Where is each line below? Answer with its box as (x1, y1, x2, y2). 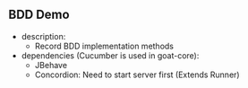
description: (21, 31, 66, 41)
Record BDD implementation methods (34, 40, 175, 51)
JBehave (34, 59, 68, 70)
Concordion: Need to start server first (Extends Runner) (34, 69, 240, 80)
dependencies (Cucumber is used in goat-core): (21, 49, 200, 61)
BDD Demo (8, 7, 70, 22)
